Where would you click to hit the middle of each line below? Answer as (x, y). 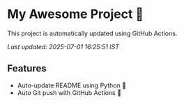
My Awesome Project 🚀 (76, 14)
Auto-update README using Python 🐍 (72, 85)
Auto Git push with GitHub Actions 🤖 (69, 92)
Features (27, 69)
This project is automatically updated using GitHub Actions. (92, 33)
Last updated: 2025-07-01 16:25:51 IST (63, 46)
